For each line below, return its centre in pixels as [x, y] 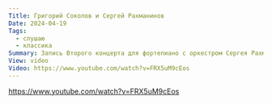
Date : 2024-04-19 [38, 23]
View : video [28, 61]
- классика [34, 46]
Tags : [17, 31]
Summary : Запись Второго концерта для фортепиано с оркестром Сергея [128, 53]
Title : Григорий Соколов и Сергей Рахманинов [86, 16]
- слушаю [30, 38]
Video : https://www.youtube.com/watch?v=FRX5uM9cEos [99, 69]
